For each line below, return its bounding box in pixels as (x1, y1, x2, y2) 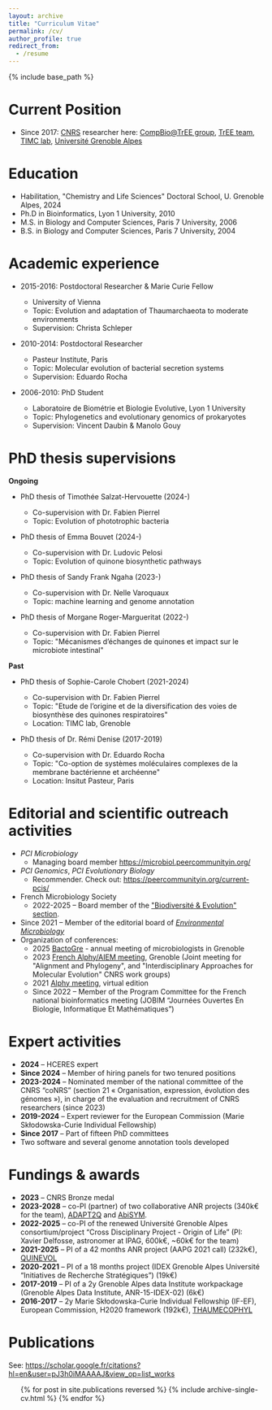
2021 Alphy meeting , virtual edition (32, 977, 149, 988)
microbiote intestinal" (32, 645, 104, 655)
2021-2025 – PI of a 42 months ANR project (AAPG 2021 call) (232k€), (19, 1244, 257, 1254)
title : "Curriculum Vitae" (8, 20, 100, 28)
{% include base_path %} (8, 72, 94, 81)
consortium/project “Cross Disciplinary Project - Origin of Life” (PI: (19, 1227, 243, 1237)
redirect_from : (8, 42, 60, 50)
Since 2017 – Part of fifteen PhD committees (19, 1128, 169, 1138)
